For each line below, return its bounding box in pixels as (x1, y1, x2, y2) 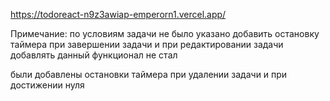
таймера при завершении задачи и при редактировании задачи (10, 39, 284, 50)
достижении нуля (10, 79, 85, 91)
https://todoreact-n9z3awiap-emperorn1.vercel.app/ (10, 9, 227, 20)
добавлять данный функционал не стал (10, 49, 178, 61)
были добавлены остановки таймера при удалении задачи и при (10, 69, 288, 80)
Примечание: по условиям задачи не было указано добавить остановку (10, 28, 320, 39)
